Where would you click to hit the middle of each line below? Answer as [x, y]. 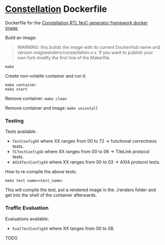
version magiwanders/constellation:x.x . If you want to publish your [85, 52]
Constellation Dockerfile [56, 9]
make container [21, 85]
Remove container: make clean [36, 98]
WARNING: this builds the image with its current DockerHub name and [89, 47]
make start [16, 89]
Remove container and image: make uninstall [52, 108]
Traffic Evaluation [27, 208]
